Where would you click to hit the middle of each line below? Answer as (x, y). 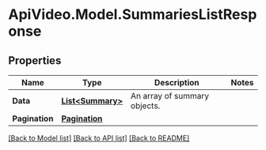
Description (177, 82)
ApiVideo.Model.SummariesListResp (133, 15)
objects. (145, 106)
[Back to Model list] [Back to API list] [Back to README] (99, 138)
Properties (35, 60)
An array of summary (170, 96)
